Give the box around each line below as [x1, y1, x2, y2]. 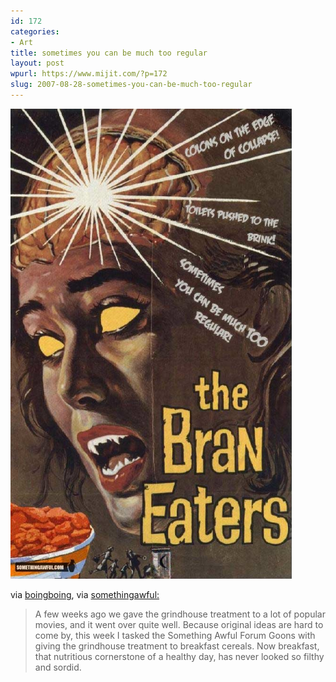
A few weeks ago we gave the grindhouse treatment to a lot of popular [34, 608, 326, 620]
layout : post [10, 58, 65, 69]
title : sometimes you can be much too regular [10, 48, 208, 58]
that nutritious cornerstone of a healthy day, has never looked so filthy [34, 651, 325, 663]
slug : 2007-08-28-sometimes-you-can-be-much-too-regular [10, 80, 253, 90]
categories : [10, 26, 60, 37]
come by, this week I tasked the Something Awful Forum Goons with [34, 630, 316, 642]
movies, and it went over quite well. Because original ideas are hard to [34, 619, 324, 631]
